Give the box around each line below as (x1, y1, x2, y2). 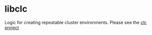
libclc (4, 3, 28, 15)
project (4, 24, 19, 30)
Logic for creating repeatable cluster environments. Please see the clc (4, 19, 147, 25)
